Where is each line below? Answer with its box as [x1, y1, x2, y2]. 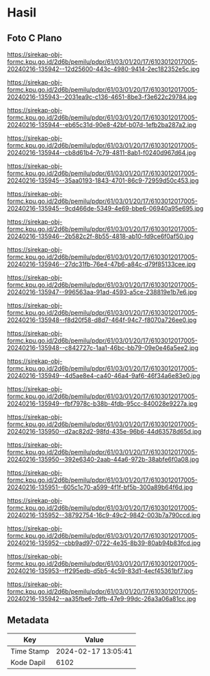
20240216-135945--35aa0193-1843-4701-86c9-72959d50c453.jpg [7, 176, 199, 185]
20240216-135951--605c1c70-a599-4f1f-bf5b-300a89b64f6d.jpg [7, 483, 193, 491]
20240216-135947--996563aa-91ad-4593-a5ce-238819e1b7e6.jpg [7, 288, 197, 296]
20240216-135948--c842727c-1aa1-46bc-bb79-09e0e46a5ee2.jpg [7, 344, 198, 351]
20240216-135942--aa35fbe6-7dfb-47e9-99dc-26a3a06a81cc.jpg [7, 595, 196, 603]
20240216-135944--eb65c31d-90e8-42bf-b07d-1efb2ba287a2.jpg [7, 121, 196, 128]
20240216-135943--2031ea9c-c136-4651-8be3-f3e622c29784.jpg [7, 93, 197, 101]
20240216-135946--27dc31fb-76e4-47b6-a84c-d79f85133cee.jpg [7, 260, 196, 268]
